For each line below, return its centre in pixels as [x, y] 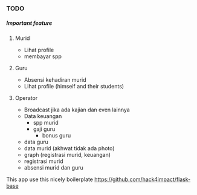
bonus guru [57, 135]
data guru [36, 142]
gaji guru [44, 129]
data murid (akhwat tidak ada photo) [69, 148]
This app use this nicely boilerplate [50, 179]
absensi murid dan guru [53, 167]
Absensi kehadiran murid [55, 79]
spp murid [46, 122]
